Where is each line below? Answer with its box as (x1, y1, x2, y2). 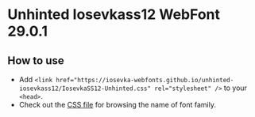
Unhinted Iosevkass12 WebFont (7, 6, 220, 24)
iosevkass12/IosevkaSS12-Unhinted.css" (18, 85, 152, 92)
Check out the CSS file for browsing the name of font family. (18, 100, 216, 109)
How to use (7, 54, 64, 67)
